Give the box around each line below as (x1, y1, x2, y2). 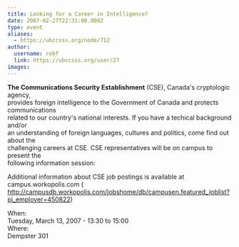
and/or (7, 120, 27, 129)
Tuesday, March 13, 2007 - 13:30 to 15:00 (7, 216, 129, 225)
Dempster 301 (7, 231, 49, 240)
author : (7, 43, 31, 51)
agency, (7, 90, 31, 99)
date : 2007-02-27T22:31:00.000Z (7, 17, 103, 24)
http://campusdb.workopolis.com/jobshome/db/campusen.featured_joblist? (7, 187, 230, 196)
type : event (7, 23, 43, 31)
